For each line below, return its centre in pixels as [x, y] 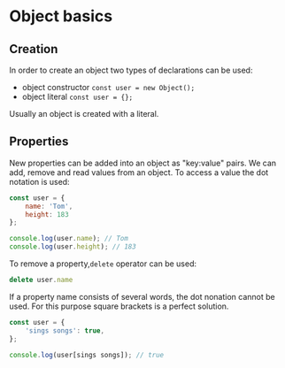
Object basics [61, 16]
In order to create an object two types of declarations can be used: [131, 70]
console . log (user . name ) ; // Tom [69, 239]
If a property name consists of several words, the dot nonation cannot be [142, 296]
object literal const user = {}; [77, 96]
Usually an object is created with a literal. [84, 114]
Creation [34, 49]
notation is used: [39, 181]
